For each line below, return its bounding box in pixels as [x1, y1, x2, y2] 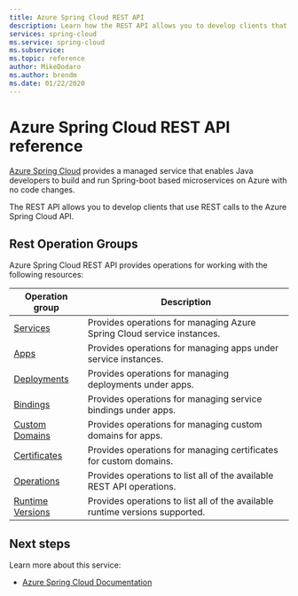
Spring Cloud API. [9, 210, 74, 222]
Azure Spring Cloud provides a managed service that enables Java [9, 165, 254, 176]
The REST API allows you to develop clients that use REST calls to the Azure [9, 201, 287, 212]
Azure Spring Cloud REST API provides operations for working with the [9, 260, 268, 271]
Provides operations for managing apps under [87, 342, 279, 355]
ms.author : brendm [9, 71, 77, 80]
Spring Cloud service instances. [87, 327, 221, 340]
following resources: [9, 270, 84, 280]
